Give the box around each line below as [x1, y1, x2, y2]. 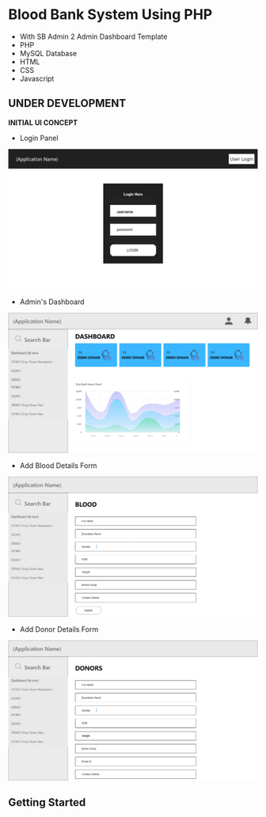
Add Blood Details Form [19, 461, 97, 470]
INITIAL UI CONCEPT [8, 117, 78, 127]
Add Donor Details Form [19, 624, 99, 634]
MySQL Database [19, 48, 78, 58]
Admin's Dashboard [19, 297, 85, 306]
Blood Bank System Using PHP [8, 6, 213, 24]
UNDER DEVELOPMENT [8, 97, 127, 110]
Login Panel [19, 133, 59, 142]
